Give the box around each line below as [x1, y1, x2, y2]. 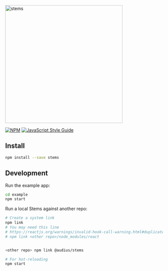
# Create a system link [5, 216, 55, 221]
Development [5, 169, 48, 177]
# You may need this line [5, 225, 59, 230]
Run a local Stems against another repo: [5, 206, 87, 212]
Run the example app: [5, 182, 50, 188]
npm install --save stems [5, 155, 59, 160]
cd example [5, 192, 28, 197]
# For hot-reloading [5, 256, 48, 262]
